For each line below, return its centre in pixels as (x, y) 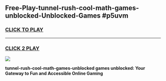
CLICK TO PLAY (24, 30)
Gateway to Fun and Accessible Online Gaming (54, 73)
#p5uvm (115, 16)
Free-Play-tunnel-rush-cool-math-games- (72, 8)
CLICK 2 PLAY (22, 48)
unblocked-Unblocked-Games (53, 16)
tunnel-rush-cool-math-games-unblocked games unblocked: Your (75, 68)
